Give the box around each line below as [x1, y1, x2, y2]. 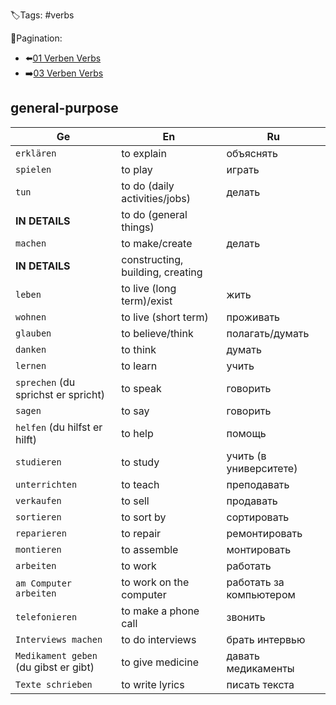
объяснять [226, 146, 278, 160]
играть [226, 162, 260, 176]
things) [121, 220, 155, 234]
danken [15, 344, 47, 355]
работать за [226, 575, 285, 589]
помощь [226, 426, 267, 440]
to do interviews [121, 632, 197, 646]
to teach [121, 477, 160, 491]
